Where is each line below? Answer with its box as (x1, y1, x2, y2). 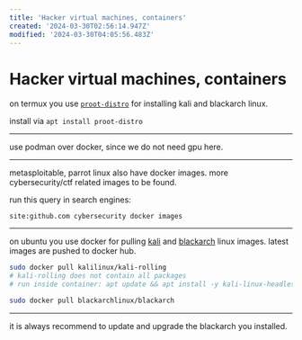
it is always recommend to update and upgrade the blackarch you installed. (9, 320, 288, 331)
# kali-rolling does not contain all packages (9, 272, 187, 281)
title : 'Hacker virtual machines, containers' (9, 13, 187, 22)
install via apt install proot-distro (9, 116, 144, 127)
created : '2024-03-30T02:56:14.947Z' (9, 22, 151, 31)
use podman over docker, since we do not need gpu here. (9, 141, 224, 153)
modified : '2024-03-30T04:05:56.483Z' (9, 30, 155, 39)
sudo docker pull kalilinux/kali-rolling (9, 263, 167, 273)
